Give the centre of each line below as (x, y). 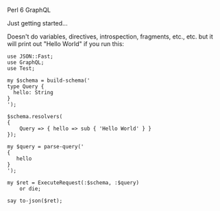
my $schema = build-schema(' (49, 80)
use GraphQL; (26, 63)
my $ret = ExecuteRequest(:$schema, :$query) (73, 183)
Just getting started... (37, 23)
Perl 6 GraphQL (29, 10)
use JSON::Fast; (30, 56)
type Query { (26, 87)
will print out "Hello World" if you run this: (66, 44)
